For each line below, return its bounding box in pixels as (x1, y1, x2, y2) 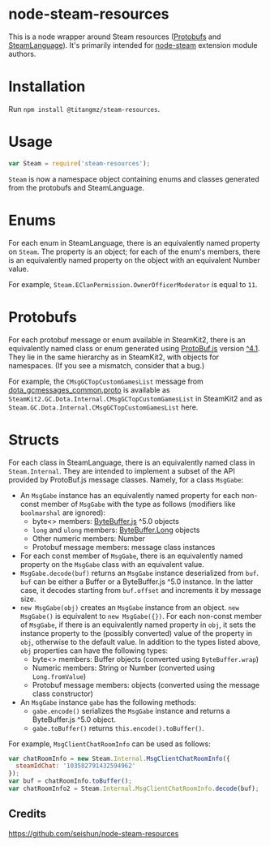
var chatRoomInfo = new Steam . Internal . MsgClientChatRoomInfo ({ (8, 754, 230, 762)
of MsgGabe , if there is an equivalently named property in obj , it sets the (19, 620, 256, 629)
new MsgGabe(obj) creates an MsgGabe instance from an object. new (19, 602, 239, 612)
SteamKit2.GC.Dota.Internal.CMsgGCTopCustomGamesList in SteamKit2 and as (8, 393, 263, 403)
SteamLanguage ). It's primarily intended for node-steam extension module (8, 40, 258, 49)
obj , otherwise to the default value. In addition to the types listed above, (19, 637, 261, 646)
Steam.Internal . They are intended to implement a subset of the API (8, 466, 235, 475)
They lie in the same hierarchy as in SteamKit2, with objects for (8, 352, 220, 362)
